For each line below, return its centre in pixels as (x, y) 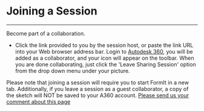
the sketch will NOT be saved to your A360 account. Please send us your (98, 95)
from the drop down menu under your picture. (73, 71)
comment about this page (39, 101)
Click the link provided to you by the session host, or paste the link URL (104, 45)
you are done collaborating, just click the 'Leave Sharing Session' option (105, 64)
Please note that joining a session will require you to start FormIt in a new (98, 82)
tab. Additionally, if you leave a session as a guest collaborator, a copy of (97, 89)
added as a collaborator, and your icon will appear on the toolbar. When (104, 58)
